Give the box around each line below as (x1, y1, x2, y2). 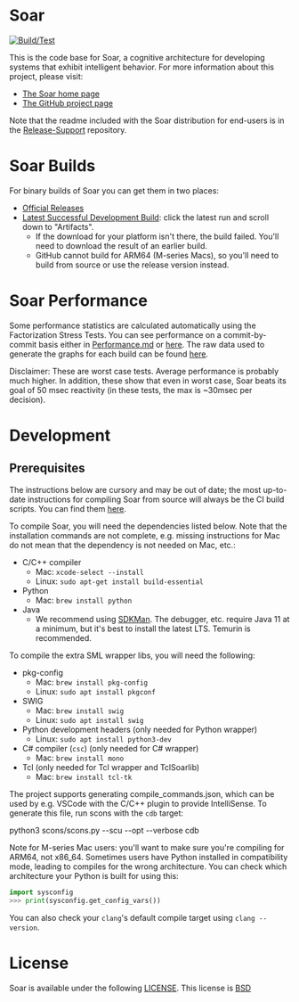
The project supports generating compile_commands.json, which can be (9, 788, 275, 799)
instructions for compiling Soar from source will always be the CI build (27, 494, 285, 505)
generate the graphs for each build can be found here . (9, 349, 209, 359)
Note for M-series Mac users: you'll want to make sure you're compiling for (9, 842, 285, 852)
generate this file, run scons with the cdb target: (9, 808, 184, 818)
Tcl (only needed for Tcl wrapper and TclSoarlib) (21, 761, 200, 772)
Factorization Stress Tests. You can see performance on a (9, 329, 222, 340)
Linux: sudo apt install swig (35, 714, 144, 725)
